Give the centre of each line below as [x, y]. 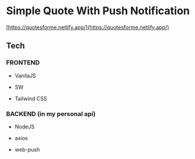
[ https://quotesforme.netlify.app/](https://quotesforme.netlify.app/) [88, 27]
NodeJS [25, 126]
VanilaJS [25, 76]
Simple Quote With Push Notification [98, 11]
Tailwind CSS [31, 98]
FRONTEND [23, 63]
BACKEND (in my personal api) [51, 113]
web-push [27, 150]
